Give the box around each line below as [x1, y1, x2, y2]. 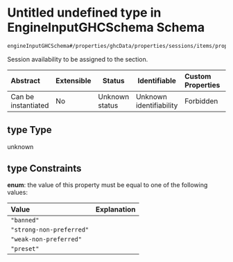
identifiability [135, 101, 178, 110]
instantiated [10, 101, 49, 110]
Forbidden [184, 96, 218, 105]
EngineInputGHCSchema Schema [7, 19, 205, 35]
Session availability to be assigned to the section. [7, 55, 148, 63]
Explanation [96, 204, 136, 214]
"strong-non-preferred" [10, 226, 89, 234]
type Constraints [7, 163, 82, 175]
